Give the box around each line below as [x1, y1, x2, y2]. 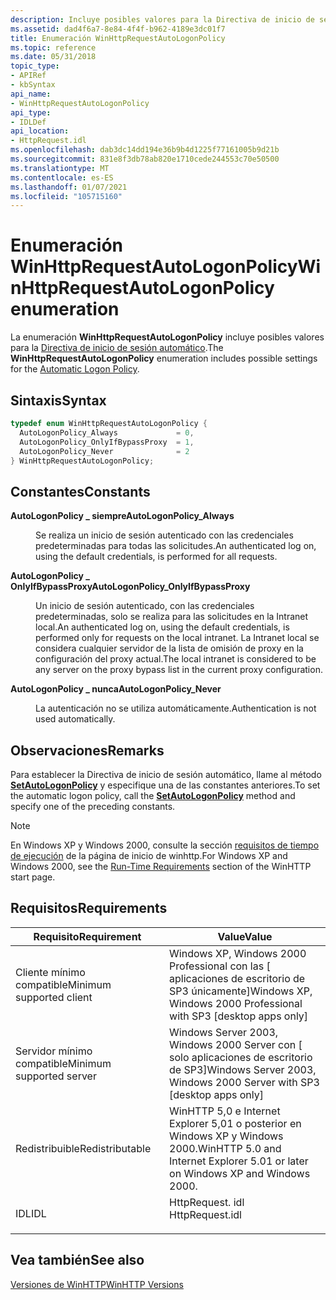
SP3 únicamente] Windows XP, [169, 984, 313, 998]
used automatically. [35, 713, 116, 725]
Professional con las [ [169, 959, 271, 973]
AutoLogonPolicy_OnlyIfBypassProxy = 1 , [19, 437, 195, 447]
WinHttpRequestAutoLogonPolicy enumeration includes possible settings [10, 352, 318, 365]
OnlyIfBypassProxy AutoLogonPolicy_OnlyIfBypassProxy [10, 581, 251, 593]
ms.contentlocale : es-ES [10, 172, 114, 183]
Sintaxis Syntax [10, 392, 107, 409]
